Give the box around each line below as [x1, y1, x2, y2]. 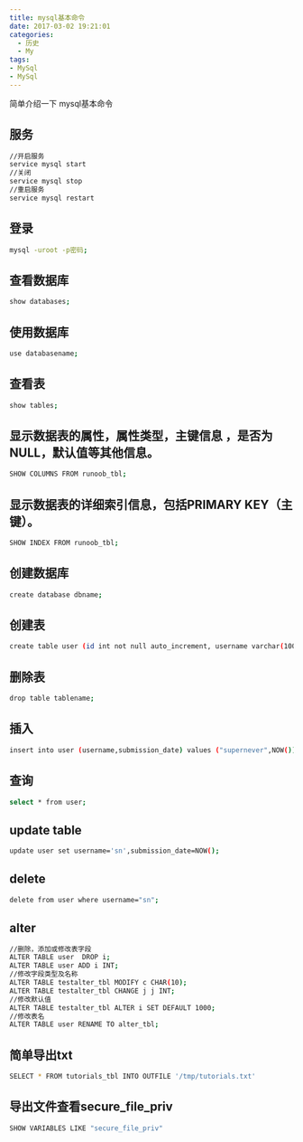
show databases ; [9, 297, 70, 307]
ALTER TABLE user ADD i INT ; [9, 961, 119, 970]
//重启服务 [9, 185, 45, 194]
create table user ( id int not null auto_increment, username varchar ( [9, 642, 284, 651]
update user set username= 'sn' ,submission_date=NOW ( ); [9, 846, 220, 855]
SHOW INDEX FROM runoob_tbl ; [9, 539, 119, 548]
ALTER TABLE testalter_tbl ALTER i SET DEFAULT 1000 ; [9, 1003, 216, 1013]
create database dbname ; [9, 590, 103, 599]
